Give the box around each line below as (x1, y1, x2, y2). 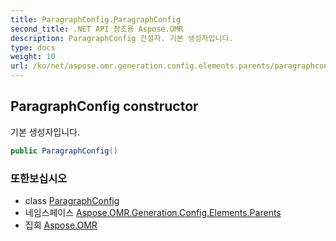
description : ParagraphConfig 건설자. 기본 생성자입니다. (10, 33, 234, 43)
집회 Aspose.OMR (24, 219, 98, 231)
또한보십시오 (10, 171, 68, 185)
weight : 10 (10, 52, 56, 62)
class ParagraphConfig (24, 194, 120, 206)
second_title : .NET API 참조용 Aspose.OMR (10, 24, 184, 34)
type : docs (10, 42, 56, 53)
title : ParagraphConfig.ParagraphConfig (10, 14, 182, 25)
